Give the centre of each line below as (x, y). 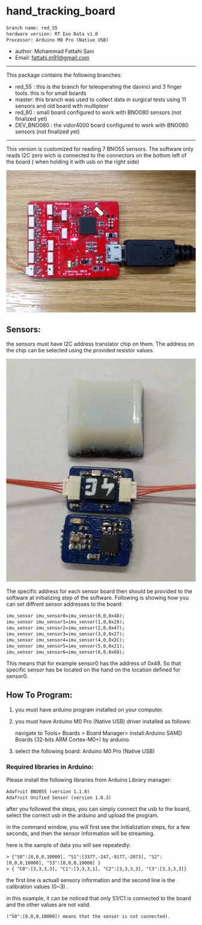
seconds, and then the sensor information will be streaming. (81, 833)
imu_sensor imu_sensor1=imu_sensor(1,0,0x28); (66, 622)
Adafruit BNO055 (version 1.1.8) (48, 792)
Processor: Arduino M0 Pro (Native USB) (58, 40)
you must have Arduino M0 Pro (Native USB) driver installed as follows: (103, 721)
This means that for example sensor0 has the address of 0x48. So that (94, 663)
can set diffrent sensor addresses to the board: (65, 604)
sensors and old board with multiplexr (62, 106)
